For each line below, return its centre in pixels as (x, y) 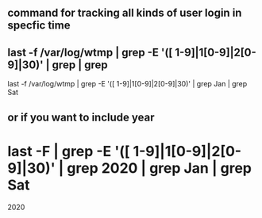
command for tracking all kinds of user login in (125, 13)
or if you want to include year (81, 117)
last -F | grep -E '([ (69, 151)
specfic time (39, 26)
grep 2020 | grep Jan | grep (159, 168)
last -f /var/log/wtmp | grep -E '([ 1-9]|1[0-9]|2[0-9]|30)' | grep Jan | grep (127, 84)
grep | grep (80, 65)
